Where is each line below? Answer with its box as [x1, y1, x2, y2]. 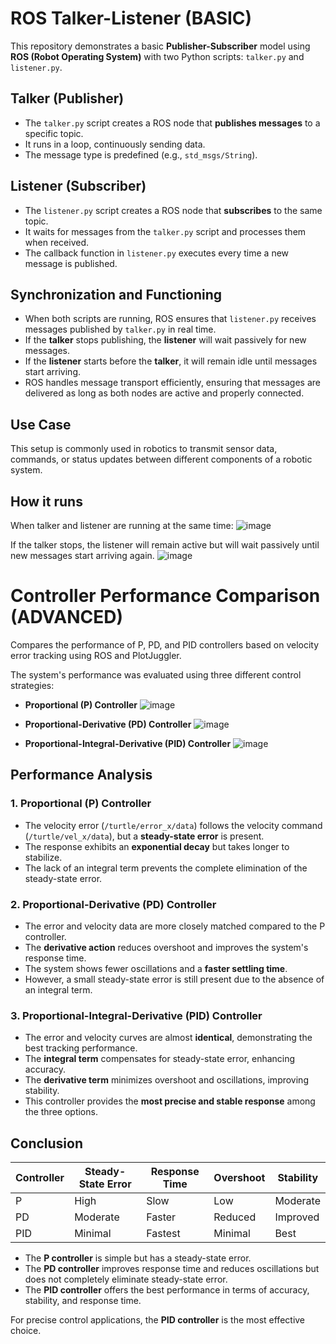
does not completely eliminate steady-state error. [24, 1273, 228, 1286]
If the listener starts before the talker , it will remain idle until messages [24, 355, 318, 367]
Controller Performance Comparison [10, 585, 321, 607]
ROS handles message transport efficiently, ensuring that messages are [24, 377, 321, 389]
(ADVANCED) [10, 606, 123, 629]
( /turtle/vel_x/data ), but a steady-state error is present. [24, 830, 265, 842]
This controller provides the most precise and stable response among [24, 1095, 316, 1107]
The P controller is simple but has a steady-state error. [24, 1252, 252, 1264]
